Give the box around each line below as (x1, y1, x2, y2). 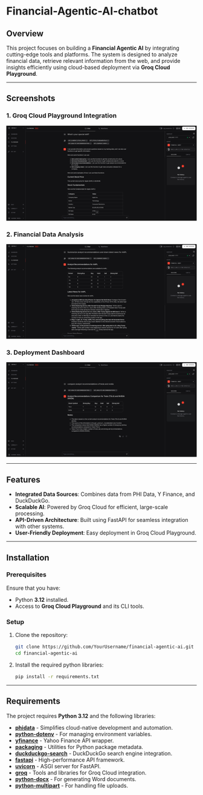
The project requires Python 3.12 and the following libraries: (6, 712, 156, 719)
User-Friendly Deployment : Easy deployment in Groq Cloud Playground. (14, 529, 196, 536)
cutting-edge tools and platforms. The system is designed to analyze (6, 51, 178, 58)
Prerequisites (6, 570, 47, 579)
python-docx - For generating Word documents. (14, 775, 137, 782)
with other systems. (14, 523, 65, 530)
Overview (6, 28, 44, 39)
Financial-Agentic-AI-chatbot (6, 4, 158, 18)
